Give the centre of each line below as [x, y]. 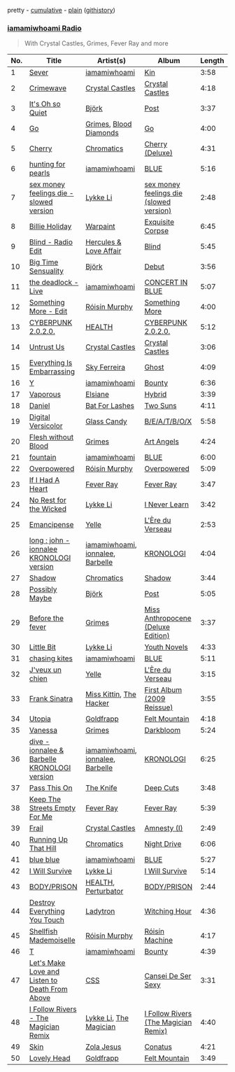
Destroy [42, 903]
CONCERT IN [166, 283]
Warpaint [100, 227]
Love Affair [103, 251]
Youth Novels [166, 647]
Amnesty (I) [164, 828]
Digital [40, 417]
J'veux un [45, 670]
